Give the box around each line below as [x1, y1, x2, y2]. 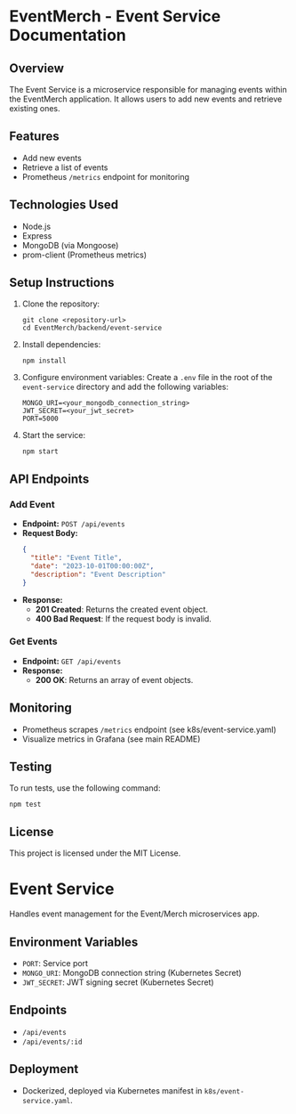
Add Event [9, 498, 55, 510]
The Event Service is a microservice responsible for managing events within [9, 85, 287, 94]
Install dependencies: [21, 339, 101, 350]
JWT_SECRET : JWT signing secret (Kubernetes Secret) [21, 977, 215, 988]
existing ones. [9, 103, 60, 113]
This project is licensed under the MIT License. [9, 848, 181, 858]
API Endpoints [9, 471, 90, 486]
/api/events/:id [21, 1037, 83, 1046]
